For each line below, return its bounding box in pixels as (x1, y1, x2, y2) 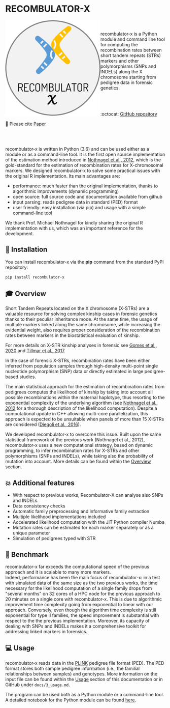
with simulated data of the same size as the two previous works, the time (5, 580, 158, 586)
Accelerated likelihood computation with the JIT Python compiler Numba (12, 519, 165, 525)
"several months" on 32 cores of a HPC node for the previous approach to (5, 591, 161, 597)
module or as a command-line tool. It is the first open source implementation (5, 151, 165, 157)
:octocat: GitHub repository (100, 110, 157, 117)
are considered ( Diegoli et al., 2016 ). (5, 421, 81, 428)
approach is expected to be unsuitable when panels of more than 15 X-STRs (5, 416, 164, 422)
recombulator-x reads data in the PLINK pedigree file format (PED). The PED (5, 660, 164, 666)
